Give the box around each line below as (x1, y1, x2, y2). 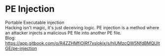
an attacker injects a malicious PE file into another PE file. (5, 30, 122, 36)
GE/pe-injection (5, 45, 37, 51)
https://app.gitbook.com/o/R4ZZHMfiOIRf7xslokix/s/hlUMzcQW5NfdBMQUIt (5, 40, 160, 46)
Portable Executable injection (5, 19, 65, 25)
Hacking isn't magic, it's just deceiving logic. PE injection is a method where (5, 24, 159, 30)
